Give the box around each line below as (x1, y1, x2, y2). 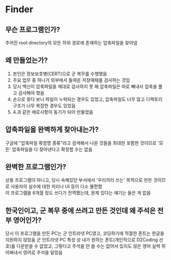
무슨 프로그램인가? (5, 25, 60, 34)
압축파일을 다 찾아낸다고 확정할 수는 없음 (12, 146, 93, 152)
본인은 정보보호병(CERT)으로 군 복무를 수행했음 (12, 70, 107, 77)
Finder (5, 4, 34, 15)
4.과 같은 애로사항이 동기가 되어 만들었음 (12, 109, 93, 115)
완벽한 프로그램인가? (5, 162, 66, 172)
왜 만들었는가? (5, 56, 48, 65)
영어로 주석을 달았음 (22, 249, 63, 256)
